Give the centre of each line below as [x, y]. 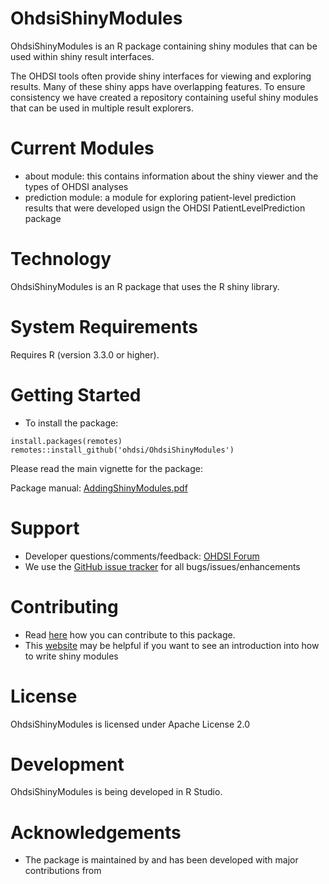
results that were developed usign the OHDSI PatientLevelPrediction [165, 208]
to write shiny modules [71, 656]
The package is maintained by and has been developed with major [161, 860]
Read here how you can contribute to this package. [130, 634]
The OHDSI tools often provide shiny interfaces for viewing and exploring [161, 76]
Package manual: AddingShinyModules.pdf [99, 488]
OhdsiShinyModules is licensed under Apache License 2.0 [130, 724]
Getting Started [76, 394]
